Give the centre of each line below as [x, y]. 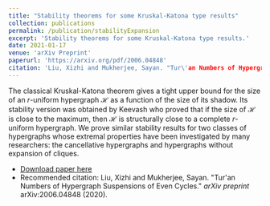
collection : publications [51, 23]
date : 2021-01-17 [37, 46]
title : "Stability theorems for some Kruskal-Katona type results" [124, 16]
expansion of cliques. [44, 153]
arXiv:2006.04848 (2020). [64, 194]
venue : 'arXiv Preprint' [50, 53]
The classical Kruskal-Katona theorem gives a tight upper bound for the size [135, 91]
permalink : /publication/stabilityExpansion [84, 30]
